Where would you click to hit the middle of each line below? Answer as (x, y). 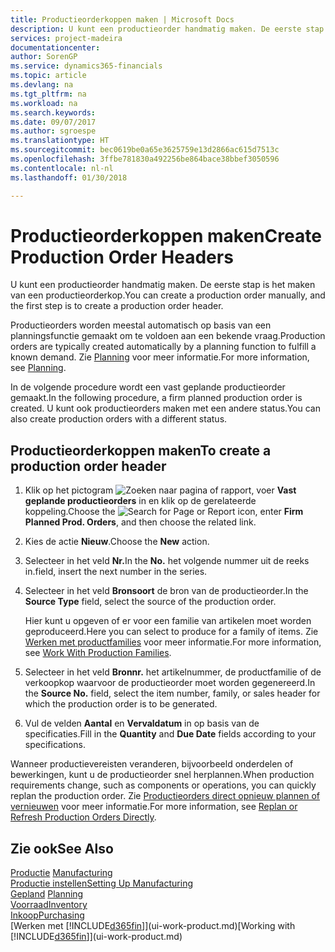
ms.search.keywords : (53, 112)
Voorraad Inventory (49, 905)
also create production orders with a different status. (119, 419)
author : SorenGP (44, 57)
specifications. (55, 745)
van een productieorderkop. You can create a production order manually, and (168, 295)
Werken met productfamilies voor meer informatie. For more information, (173, 642)
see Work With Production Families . (98, 653)
